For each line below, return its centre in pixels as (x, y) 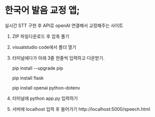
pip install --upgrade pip (38, 68)
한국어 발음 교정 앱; (42, 10)
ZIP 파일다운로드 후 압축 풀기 (41, 36)
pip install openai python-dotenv (46, 87)
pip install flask (28, 78)
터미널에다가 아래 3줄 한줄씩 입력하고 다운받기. (58, 58)
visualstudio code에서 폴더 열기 (44, 47)
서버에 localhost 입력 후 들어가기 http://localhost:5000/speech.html (81, 109)
